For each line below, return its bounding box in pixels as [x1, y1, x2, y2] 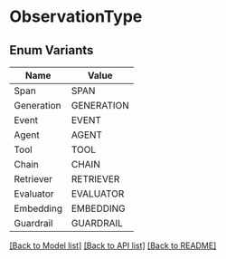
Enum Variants [9, 43, 94, 58]
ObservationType [9, 6, 143, 27]
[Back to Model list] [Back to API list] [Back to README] [9, 240, 217, 251]
